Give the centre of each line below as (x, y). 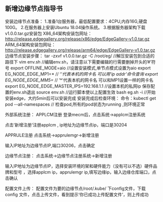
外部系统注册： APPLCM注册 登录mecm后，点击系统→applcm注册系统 (75, 114)
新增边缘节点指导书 (34, 9)
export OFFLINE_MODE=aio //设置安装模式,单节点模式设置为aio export (81, 68)
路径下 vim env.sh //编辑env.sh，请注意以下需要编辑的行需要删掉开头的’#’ (78, 62)
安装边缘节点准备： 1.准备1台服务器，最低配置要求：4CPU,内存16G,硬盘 (76, 21)
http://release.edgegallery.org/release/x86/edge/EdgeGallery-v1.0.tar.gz (77, 39)
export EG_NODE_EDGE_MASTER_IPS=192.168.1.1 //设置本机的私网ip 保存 (78, 86)
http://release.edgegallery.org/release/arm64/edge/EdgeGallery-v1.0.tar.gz (80, 50)
